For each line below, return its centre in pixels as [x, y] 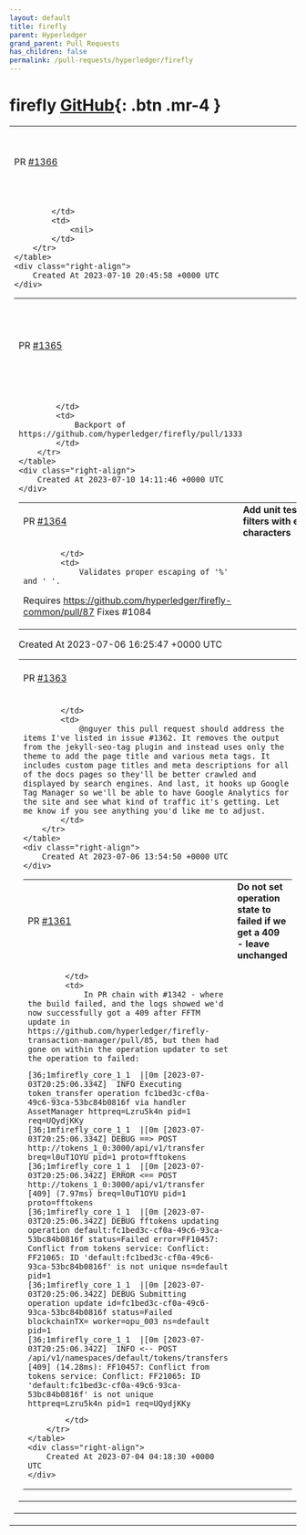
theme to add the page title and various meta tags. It [147, 756]
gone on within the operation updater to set [128, 1049]
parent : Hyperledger [49, 35]
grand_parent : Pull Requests [65, 43]
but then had [191, 1040]
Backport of [100, 424]
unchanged [262, 955]
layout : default [40, 18]
